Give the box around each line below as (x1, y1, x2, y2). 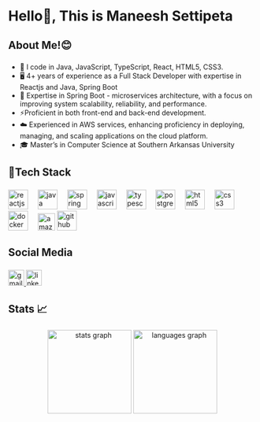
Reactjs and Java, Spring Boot (19, 82, 118, 91)
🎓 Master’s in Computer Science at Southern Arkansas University (19, 139, 235, 149)
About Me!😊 (8, 39, 72, 52)
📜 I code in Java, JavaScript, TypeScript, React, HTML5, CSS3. (19, 62, 224, 72)
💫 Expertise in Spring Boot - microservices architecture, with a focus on (19, 91, 253, 100)
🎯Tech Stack (8, 165, 72, 179)
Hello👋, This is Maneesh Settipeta (8, 7, 234, 25)
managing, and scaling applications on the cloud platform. (19, 131, 209, 140)
